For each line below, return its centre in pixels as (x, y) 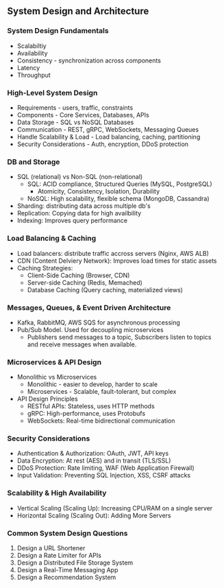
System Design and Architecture (78, 11)
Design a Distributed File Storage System (75, 563)
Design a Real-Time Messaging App (67, 570)
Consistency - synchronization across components (89, 60)
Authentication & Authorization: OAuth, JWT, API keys (93, 454)
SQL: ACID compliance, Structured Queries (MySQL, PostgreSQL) (120, 184)
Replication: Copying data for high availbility (79, 213)
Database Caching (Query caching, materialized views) (105, 290)
